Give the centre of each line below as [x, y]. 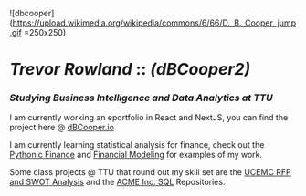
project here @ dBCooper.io [62, 128]
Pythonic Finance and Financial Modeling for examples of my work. [136, 155]
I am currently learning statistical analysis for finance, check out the [137, 145]
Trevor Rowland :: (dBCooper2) [130, 70]
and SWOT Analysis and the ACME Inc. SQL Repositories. [117, 182]
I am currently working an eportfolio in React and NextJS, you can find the [149, 118]
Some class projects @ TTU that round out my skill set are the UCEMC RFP [151, 172]
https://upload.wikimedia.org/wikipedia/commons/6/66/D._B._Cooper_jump [154, 23]
